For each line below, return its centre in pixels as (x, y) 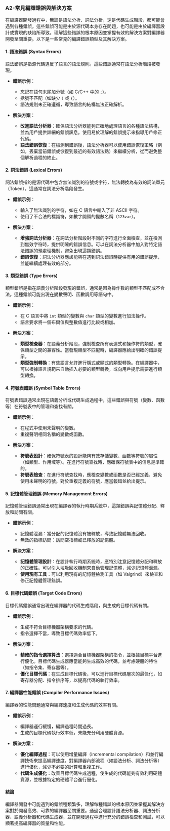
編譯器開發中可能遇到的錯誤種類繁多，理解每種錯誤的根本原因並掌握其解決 (83, 804)
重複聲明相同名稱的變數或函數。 (53, 434)
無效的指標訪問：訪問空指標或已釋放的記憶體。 (69, 540)
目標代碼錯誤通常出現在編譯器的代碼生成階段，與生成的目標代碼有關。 (78, 605)
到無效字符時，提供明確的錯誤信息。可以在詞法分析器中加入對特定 (89, 244)
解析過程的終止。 (42, 157)
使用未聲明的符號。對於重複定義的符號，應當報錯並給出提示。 (84, 481)
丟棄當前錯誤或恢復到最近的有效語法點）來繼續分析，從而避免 (93, 151)
